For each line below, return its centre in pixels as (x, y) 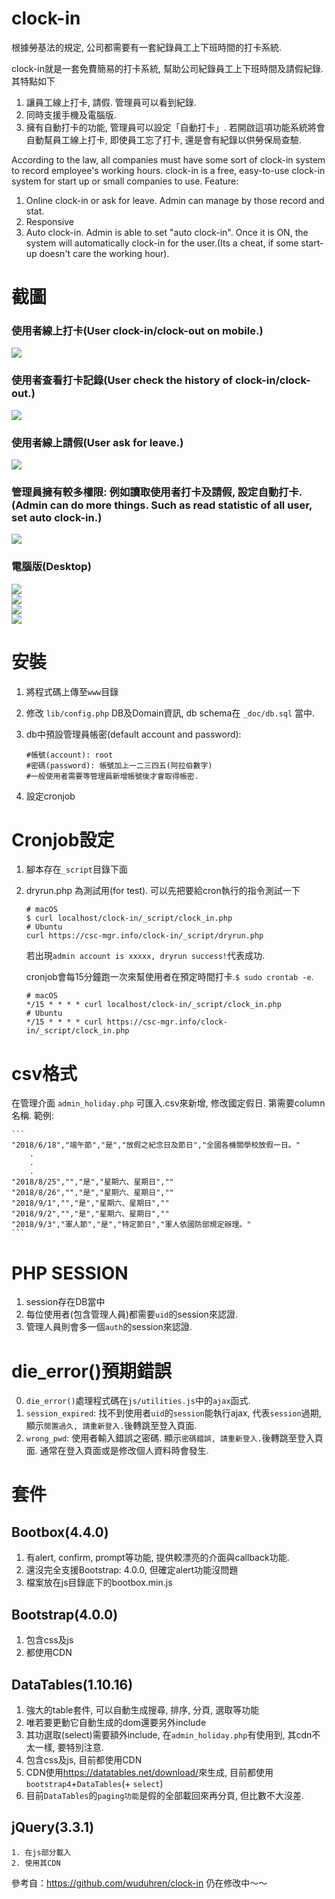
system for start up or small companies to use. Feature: (125, 181)
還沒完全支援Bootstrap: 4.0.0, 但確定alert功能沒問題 (132, 1570)
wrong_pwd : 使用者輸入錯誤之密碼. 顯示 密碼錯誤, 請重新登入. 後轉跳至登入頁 (174, 1438)
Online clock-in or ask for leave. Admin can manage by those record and (175, 200)
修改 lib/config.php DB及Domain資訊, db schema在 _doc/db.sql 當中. (170, 713)
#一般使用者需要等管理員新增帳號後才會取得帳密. (112, 776)
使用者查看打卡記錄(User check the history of (122, 380)
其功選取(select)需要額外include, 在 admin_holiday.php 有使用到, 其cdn (169, 1734)
